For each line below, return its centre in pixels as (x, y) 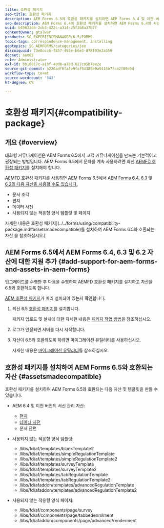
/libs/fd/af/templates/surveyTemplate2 (58, 469)
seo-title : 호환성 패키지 (28, 14)
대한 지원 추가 (38, 262)
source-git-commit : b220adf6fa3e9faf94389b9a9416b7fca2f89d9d (70, 69)
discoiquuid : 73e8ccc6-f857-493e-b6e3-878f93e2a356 (59, 50)
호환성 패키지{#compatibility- (64, 112)
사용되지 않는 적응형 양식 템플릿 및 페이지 (51, 213)
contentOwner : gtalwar (28, 32)
